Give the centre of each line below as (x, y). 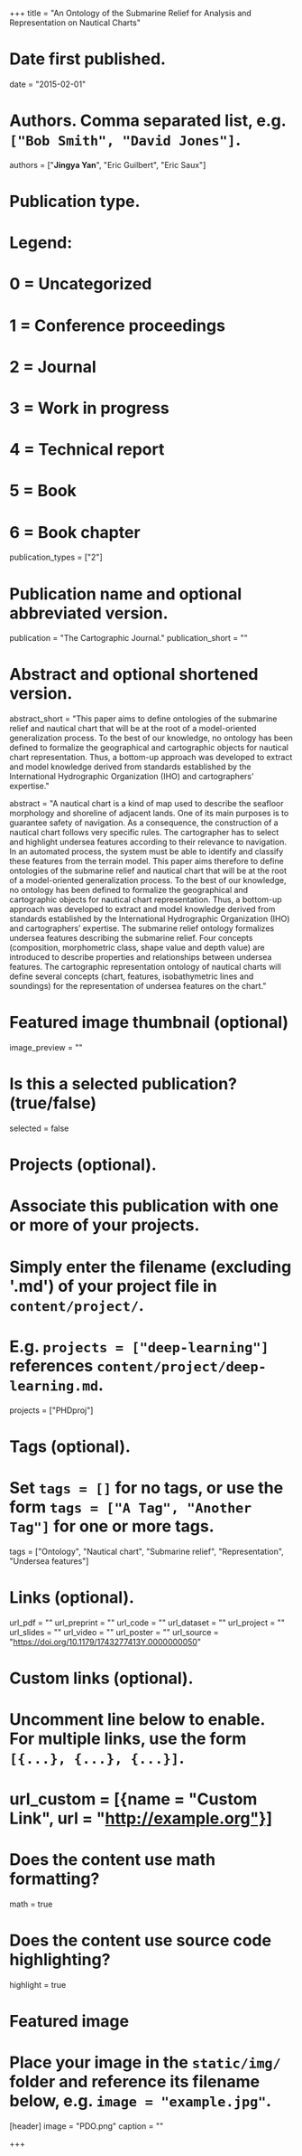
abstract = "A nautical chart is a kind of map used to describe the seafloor (146, 804)
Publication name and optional (126, 593)
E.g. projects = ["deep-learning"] (139, 1346)
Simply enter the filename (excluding (151, 1267)
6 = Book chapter (75, 532)
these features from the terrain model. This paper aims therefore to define (146, 861)
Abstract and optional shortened (134, 675)
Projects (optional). (83, 1165)
